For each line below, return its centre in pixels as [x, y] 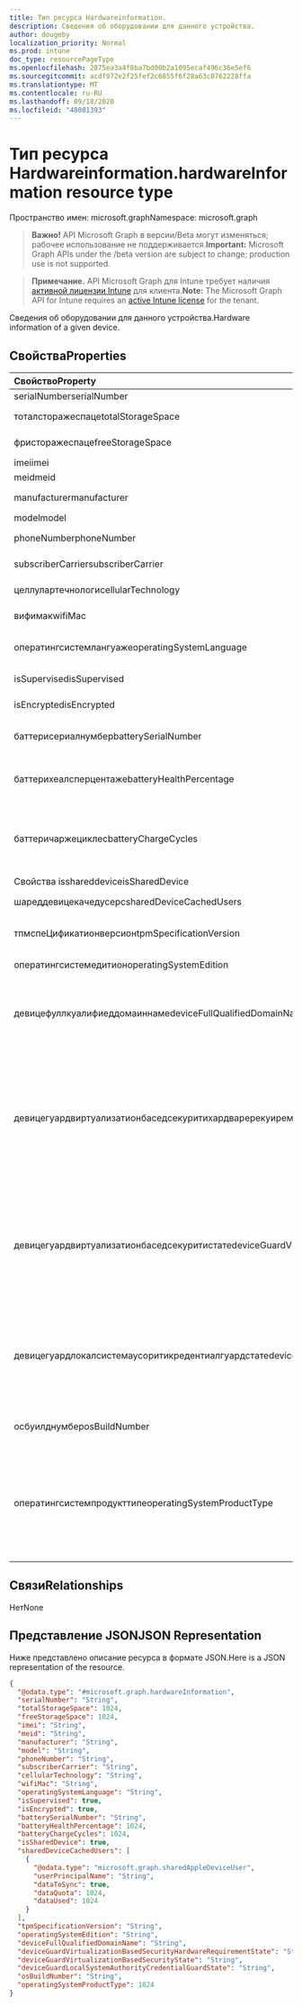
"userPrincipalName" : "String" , [93, 1876]
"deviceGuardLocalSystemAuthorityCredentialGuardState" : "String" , [147, 1968]
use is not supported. [71, 264]
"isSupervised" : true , [60, 1801]
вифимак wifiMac [50, 616]
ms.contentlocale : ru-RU [56, 93]
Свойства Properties [68, 355]
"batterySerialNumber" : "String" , [82, 1817]
